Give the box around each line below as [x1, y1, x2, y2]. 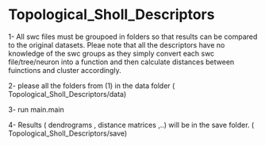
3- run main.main [8, 105, 65, 114]
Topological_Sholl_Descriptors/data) [8, 89, 127, 98]
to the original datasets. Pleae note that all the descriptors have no [8, 40, 225, 49]
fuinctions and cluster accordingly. [8, 65, 121, 75]
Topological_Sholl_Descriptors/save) [8, 129, 128, 138]
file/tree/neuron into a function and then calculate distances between [8, 57, 235, 67]
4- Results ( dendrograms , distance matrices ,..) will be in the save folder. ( [8, 120, 255, 129]
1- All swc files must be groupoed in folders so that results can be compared [8, 32, 258, 41]
